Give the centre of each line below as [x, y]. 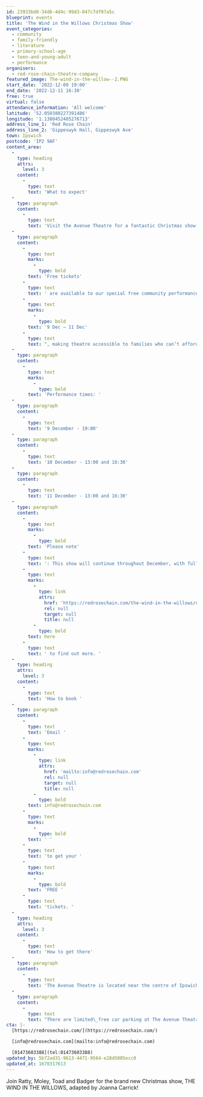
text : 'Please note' [54, 547]
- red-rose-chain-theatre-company [55, 74]
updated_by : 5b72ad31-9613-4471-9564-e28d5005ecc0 [71, 1058]
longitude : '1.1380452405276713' [48, 119]
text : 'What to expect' [58, 192]
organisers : [21, 68]
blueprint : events [29, 18]
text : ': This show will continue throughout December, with [107, 564]
